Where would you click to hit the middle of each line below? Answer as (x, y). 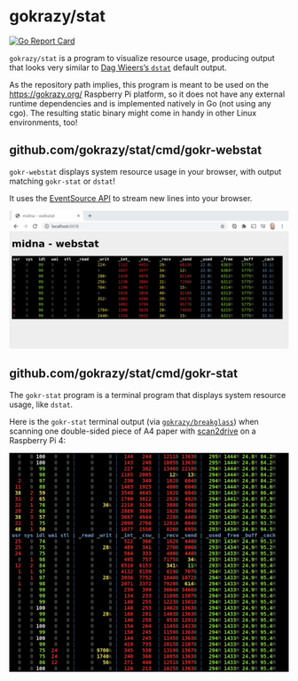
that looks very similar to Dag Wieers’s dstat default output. (118, 67)
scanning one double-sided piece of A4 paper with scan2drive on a (133, 431)
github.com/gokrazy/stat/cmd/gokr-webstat (136, 150)
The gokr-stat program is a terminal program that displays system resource (148, 395)
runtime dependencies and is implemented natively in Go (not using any (141, 103)
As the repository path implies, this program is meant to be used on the (139, 84)
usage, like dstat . (41, 404)
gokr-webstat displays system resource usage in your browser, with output (145, 171)
